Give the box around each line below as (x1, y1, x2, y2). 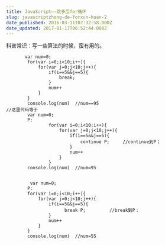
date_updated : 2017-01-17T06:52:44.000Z (6, 25, 108, 31)
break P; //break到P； (64, 208, 140, 214)
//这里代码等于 (6, 107, 38, 113)
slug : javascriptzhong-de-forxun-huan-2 (6, 14, 108, 20)
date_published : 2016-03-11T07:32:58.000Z (6, 20, 112, 25)
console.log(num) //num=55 (27, 233, 96, 240)
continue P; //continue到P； (80, 139, 161, 145)
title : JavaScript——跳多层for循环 (6, 8, 87, 15)
